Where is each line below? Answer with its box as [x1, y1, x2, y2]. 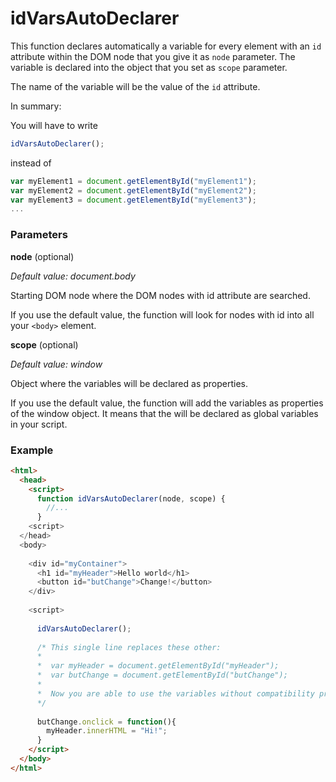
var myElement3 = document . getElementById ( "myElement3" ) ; [10, 195, 257, 205]
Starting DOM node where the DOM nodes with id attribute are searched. [10, 289, 311, 301]
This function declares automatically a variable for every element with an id [10, 40, 322, 52]
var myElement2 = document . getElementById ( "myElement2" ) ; [10, 185, 257, 196]
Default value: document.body [10, 270, 136, 282]
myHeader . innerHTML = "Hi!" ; [46, 726, 168, 736]
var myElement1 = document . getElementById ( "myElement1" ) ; [10, 176, 257, 186]
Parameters [10, 228, 68, 242]
